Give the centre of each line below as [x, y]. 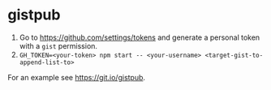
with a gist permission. [58, 45]
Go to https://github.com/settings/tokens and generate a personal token [140, 37]
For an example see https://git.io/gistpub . [77, 77]
